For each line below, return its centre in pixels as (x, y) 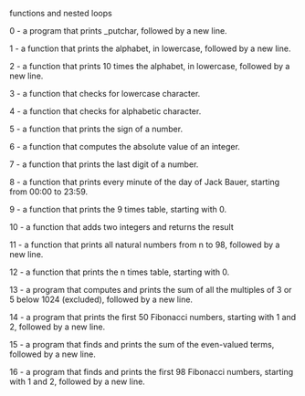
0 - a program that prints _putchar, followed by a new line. (118, 31)
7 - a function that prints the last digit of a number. (104, 164)
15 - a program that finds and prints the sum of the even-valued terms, (142, 344)
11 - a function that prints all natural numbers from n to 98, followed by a (145, 245)
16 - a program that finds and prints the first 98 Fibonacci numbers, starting (152, 372)
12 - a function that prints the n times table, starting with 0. (120, 272)
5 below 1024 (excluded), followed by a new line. (101, 299)
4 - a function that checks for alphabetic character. (105, 111)
